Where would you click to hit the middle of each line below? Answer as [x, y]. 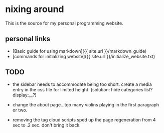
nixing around [35, 9]
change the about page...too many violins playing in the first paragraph [86, 104]
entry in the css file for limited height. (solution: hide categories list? [83, 89]
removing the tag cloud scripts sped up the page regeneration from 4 [84, 119]
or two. [20, 110]
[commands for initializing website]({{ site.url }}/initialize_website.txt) [84, 56]
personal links [28, 39]
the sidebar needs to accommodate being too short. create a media [82, 84]
